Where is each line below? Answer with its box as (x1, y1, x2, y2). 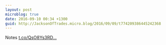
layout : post (5, 7, 32, 12)
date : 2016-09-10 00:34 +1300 (5, 16, 68, 21)
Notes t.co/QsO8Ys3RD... (5, 35, 57, 41)
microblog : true (5, 12, 39, 17)
